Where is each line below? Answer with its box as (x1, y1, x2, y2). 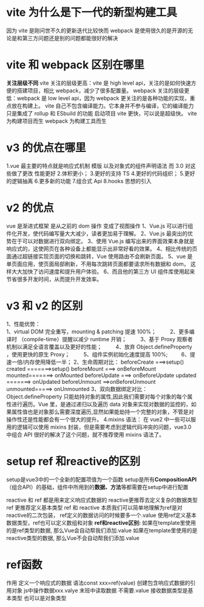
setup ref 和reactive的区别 (6, 454, 141, 468)
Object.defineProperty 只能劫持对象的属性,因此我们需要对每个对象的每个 (6, 393, 188, 400)
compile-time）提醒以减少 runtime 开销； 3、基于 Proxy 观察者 (23, 335, 193, 342)
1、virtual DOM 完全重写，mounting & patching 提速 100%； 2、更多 (6, 328, 189, 335)
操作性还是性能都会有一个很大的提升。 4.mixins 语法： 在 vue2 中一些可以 (6, 415, 191, 423)
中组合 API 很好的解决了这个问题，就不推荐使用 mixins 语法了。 (6, 431, 165, 438)
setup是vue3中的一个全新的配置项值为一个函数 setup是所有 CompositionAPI (6, 476, 197, 483)
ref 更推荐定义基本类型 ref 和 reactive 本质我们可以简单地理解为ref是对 (6, 504, 183, 511)
